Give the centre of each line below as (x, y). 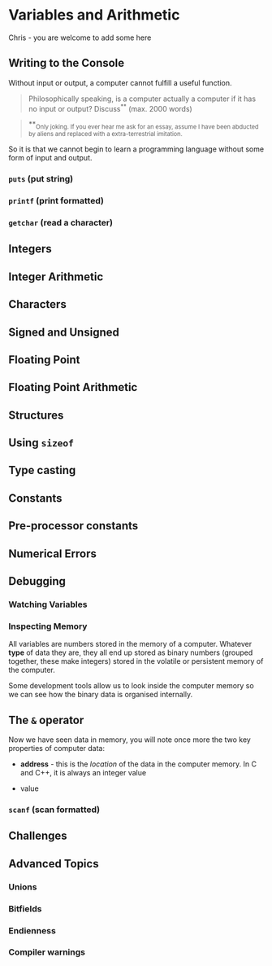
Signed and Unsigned (64, 332)
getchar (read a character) (61, 222)
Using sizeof (41, 443)
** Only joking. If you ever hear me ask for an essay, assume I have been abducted (143, 125)
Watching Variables (48, 604)
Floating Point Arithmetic (73, 387)
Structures (36, 415)
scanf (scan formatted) (54, 810)
